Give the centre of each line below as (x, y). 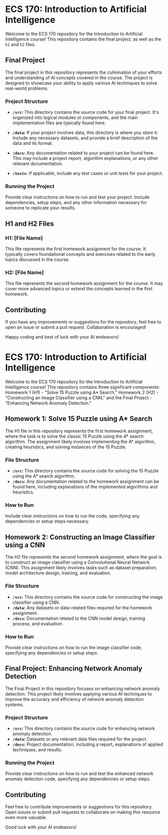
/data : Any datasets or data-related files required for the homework (82, 607)
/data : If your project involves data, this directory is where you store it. (85, 133)
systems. (15, 704)
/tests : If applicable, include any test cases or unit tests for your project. (88, 174)
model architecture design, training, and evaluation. (58, 573)
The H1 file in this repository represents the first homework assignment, (79, 431)
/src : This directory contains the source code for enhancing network (84, 728)
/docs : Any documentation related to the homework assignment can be (86, 481)
